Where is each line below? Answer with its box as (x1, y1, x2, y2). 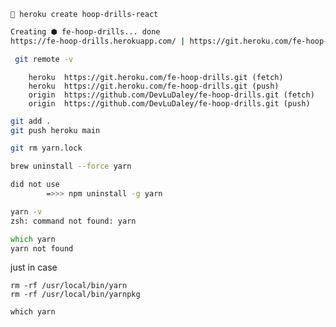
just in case (10, 261, 58, 274)
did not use (10, 180, 60, 190)
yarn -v (10, 206, 43, 217)
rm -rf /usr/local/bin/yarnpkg (10, 290, 141, 300)
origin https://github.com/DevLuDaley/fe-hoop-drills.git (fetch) (28, 90, 315, 100)
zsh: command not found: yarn (10, 216, 137, 226)
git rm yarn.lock (10, 143, 83, 154)
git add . (10, 116, 52, 126)
